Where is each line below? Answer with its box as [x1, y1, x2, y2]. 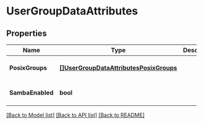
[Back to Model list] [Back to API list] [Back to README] [6, 111, 145, 119]
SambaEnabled [9, 88, 54, 97]
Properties [6, 28, 47, 39]
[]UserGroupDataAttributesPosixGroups [59, 64, 177, 72]
